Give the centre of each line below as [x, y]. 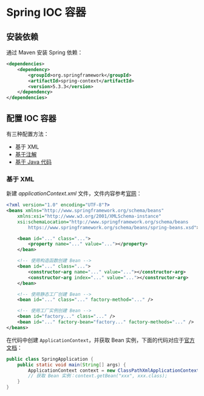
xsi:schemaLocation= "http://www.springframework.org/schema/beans [103, 222]
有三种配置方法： [28, 133]
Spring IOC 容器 [46, 12]
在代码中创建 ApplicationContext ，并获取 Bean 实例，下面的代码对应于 [95, 340]
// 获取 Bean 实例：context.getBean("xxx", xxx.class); [98, 376]
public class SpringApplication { [50, 359]
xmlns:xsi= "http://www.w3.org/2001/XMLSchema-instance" [90, 216]
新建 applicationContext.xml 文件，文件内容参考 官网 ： [74, 193]
